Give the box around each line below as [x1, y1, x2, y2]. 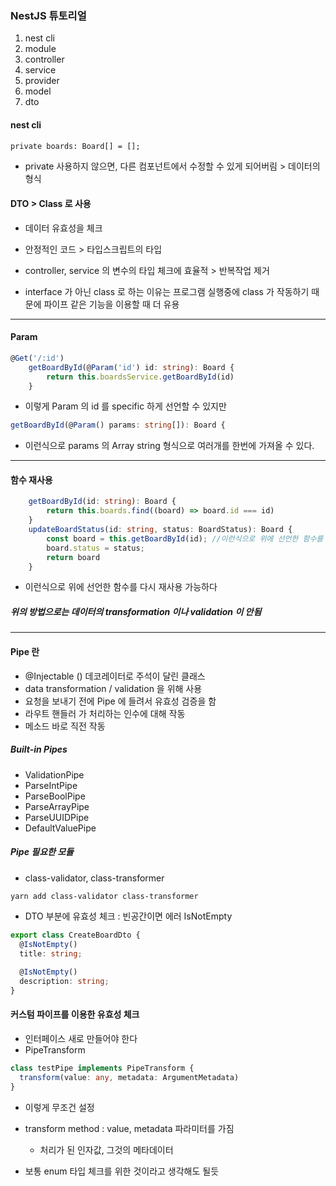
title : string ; [19, 949, 83, 959]
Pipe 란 [10, 646, 40, 658]
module [24, 43, 57, 55]
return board [46, 552, 101, 562]
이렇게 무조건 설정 [24, 1101, 95, 1113]
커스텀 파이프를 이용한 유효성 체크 [10, 1008, 140, 1021]
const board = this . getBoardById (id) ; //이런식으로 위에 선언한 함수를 [46, 533, 324, 544]
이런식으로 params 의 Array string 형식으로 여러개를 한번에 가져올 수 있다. [24, 440, 315, 452]
